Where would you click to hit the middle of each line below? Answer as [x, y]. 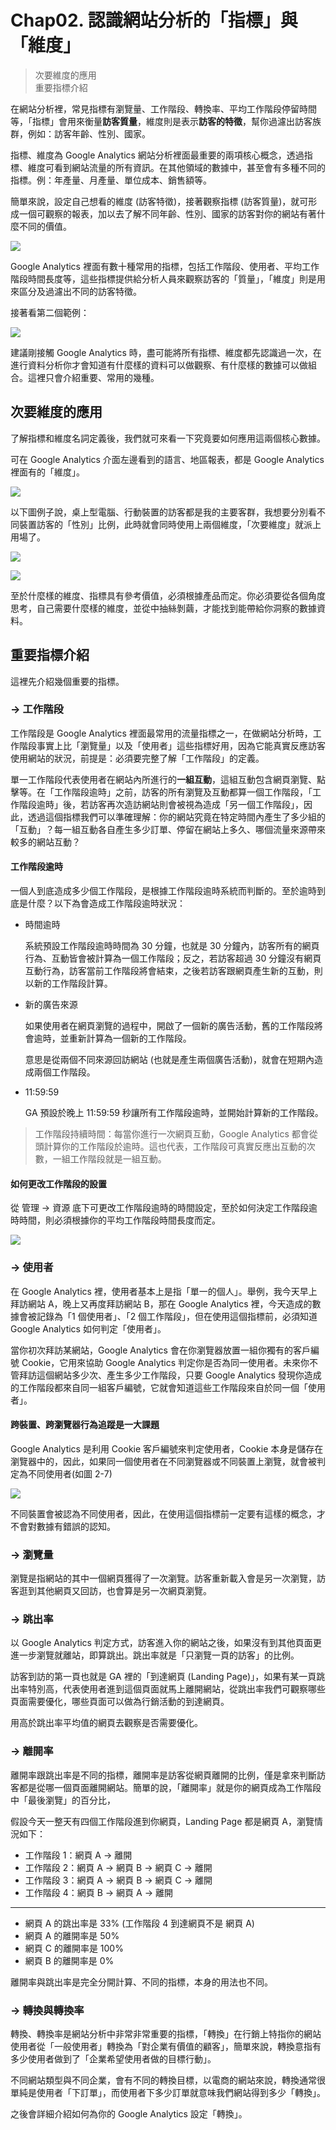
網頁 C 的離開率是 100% [74, 1948]
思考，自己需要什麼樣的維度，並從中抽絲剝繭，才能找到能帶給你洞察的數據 [163, 608]
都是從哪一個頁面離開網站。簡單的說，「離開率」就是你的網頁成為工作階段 [170, 1787]
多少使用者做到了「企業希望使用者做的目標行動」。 [113, 2058]
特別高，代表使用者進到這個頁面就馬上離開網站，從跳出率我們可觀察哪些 [176, 1689]
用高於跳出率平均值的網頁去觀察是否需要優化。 [106, 1723]
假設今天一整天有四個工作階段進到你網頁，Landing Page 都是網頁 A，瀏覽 [162, 1821]
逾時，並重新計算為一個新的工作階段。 [112, 1038]
